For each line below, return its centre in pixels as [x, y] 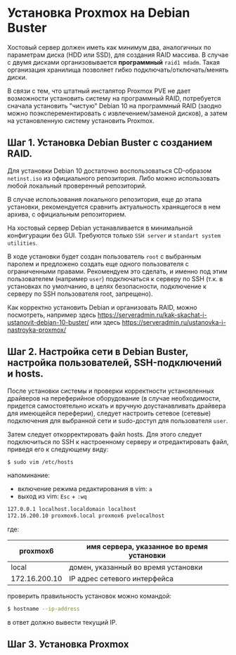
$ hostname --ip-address [44, 609]
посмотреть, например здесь [52, 315]
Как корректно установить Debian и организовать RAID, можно [103, 307]
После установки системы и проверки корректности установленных [111, 391]
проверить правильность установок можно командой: [90, 596]
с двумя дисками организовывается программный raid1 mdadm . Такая [113, 62]
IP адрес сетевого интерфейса [122, 579]
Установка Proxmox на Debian [99, 13]
